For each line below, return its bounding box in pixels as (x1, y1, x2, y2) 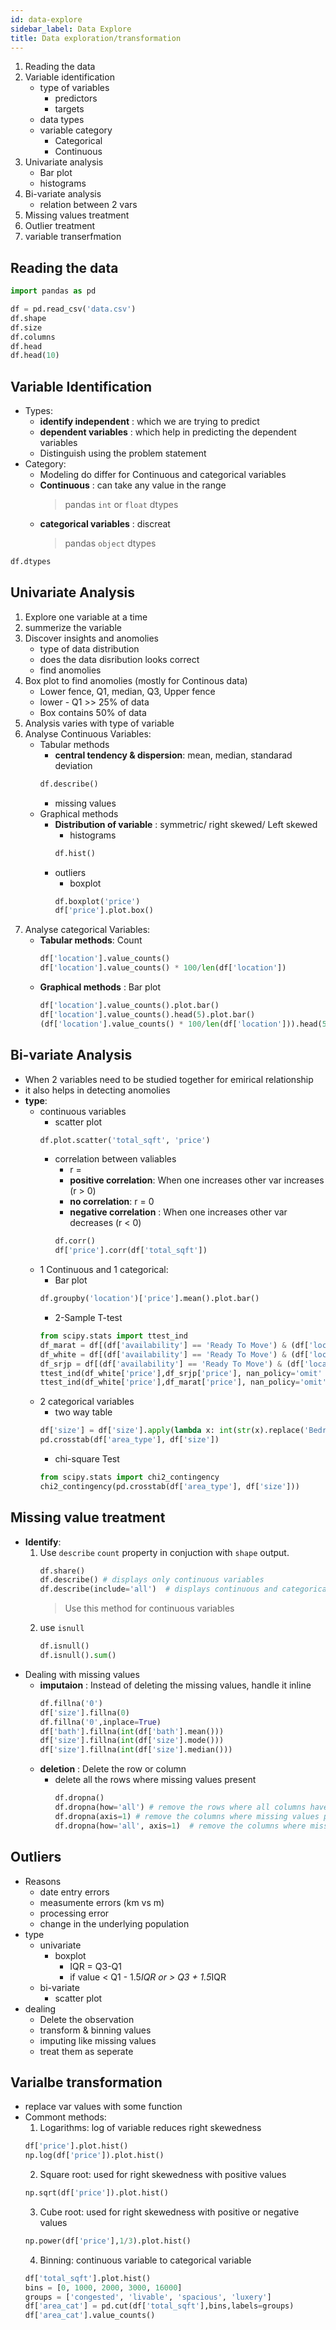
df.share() (39, 1566, 86, 1576)
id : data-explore (10, 14, 83, 25)
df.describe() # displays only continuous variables (39, 1575, 265, 1585)
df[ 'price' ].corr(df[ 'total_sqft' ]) (54, 1246, 208, 1256)
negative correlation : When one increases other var (69, 1206, 288, 1218)
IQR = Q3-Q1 (69, 1960, 122, 1972)
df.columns (10, 332, 56, 342)
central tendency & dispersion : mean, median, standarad (54, 749, 293, 761)
